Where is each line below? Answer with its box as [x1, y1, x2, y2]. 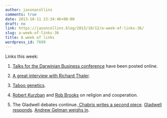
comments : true [5, 12, 37, 17]
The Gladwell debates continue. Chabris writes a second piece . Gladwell [12, 102, 162, 108]
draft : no [5, 21, 26, 26]
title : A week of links [5, 35, 55, 40]
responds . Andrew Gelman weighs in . [12, 107, 90, 113]
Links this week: [5, 53, 38, 59]
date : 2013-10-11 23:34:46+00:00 [5, 16, 75, 21]
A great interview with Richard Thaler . [12, 73, 90, 79]
